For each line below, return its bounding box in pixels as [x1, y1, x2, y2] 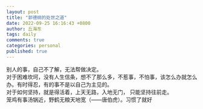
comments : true [6, 37, 45, 43]
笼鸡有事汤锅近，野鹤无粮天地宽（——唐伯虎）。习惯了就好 [6, 96, 153, 103]
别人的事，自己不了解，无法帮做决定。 [6, 65, 102, 73]
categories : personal [6, 43, 61, 49]
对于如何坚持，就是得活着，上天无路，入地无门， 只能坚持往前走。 [6, 88, 173, 96]
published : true [6, 48, 47, 54]
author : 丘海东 [6, 25, 42, 32]
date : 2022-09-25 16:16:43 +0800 [6, 20, 91, 26]
